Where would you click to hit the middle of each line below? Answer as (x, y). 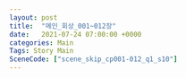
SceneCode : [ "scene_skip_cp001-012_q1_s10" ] (93, 59)
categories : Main (42, 43)
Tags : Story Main (42, 51)
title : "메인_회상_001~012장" (63, 26)
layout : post (34, 17)
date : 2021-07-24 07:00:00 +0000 (76, 34)
